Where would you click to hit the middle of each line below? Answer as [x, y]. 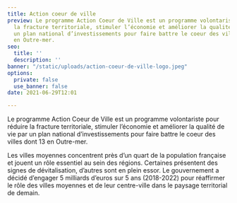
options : [20, 73]
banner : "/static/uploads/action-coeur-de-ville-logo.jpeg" [98, 66]
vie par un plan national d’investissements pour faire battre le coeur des [112, 134]
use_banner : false [41, 86]
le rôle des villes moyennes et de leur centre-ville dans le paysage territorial [117, 185]
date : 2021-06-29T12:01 [42, 93]
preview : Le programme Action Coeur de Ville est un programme [102, 21]
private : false [36, 80]
